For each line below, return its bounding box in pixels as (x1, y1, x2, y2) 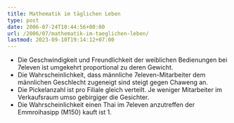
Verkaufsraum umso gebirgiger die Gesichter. (17, 93, 150, 102)
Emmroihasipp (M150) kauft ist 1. (17, 108, 112, 117)
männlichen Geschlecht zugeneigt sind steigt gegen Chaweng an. (17, 78, 209, 86)
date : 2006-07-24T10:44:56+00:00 (7, 23, 105, 30)
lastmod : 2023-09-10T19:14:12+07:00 (7, 37, 115, 44)
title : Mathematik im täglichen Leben (7, 10, 121, 18)
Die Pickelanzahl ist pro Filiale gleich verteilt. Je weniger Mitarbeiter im (17, 86, 223, 94)
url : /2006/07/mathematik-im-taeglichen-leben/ (7, 30, 150, 37)
